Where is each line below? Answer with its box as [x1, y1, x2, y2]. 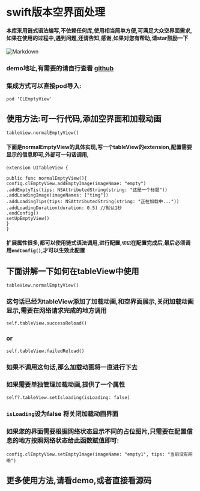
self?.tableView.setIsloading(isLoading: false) [6, 394, 130, 400]
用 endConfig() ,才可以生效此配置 [6, 247, 85, 254]
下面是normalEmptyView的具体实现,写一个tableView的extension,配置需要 [6, 144, 192, 151]
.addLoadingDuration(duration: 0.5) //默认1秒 [6, 205, 122, 211]
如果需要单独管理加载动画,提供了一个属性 [6, 380, 126, 389]
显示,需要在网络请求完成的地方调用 [6, 306, 107, 314]
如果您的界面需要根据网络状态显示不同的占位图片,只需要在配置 [6, 427, 187, 436]
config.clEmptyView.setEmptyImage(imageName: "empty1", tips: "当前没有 [6, 451, 189, 457]
